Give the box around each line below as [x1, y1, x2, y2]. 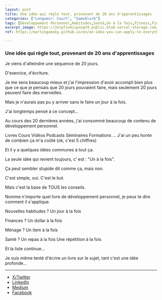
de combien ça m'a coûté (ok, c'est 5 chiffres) [5, 137, 97, 143]
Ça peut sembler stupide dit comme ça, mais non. [5, 165, 104, 172]
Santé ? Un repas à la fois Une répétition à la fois [5, 237, 102, 242]
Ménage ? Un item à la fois [5, 227, 58, 233]
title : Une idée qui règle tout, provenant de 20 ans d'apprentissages [5, 12, 152, 16]
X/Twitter [12, 274, 30, 280]
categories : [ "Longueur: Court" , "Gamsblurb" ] [5, 16, 100, 21]
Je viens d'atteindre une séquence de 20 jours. [5, 61, 99, 67]
